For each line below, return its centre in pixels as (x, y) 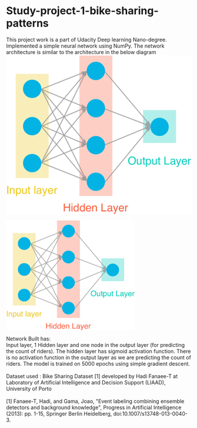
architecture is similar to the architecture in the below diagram (81, 52)
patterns (27, 23)
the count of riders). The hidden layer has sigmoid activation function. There (98, 352)
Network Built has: (29, 339)
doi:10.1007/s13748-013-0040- (151, 414)
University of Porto (29, 389)
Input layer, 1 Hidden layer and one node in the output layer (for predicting (96, 345)
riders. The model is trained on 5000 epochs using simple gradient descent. (98, 364)
